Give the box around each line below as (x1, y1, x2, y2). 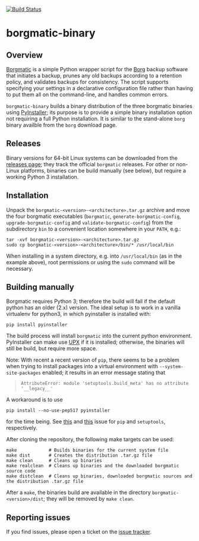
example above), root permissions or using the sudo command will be (6, 258, 175, 265)
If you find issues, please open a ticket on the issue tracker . (6, 529, 151, 536)
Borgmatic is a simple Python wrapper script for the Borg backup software (6, 66, 188, 72)
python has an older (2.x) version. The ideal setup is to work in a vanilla (6, 304, 181, 311)
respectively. (6, 425, 37, 432)
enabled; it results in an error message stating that (42, 369, 165, 377)
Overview (6, 50, 43, 60)
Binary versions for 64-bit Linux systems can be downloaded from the (6, 154, 178, 162)
